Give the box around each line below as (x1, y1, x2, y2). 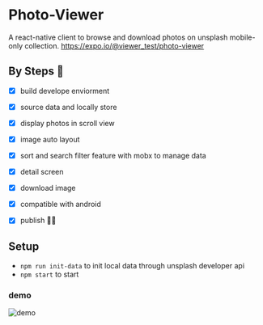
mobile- (229, 32, 256, 42)
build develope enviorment (19, 86, 110, 95)
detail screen (19, 167, 64, 177)
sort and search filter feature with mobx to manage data (19, 151, 206, 160)
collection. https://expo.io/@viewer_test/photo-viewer (23, 40, 205, 50)
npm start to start (19, 269, 79, 280)
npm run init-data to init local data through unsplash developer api (19, 261, 245, 271)
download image (19, 184, 76, 193)
